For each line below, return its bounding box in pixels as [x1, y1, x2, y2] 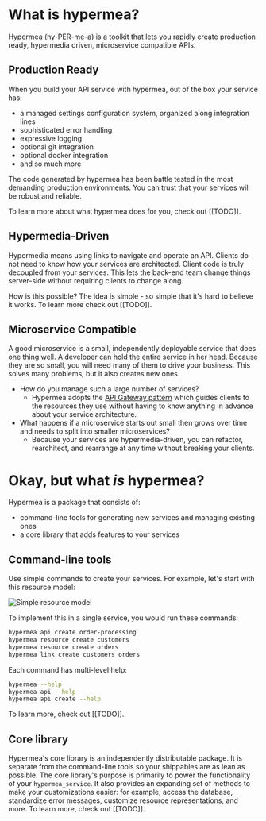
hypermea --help [8, 680, 62, 688]
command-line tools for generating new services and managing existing [19, 513, 256, 522]
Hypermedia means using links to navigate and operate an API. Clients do [8, 250, 249, 260]
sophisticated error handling [19, 125, 113, 134]
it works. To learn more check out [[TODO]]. [8, 299, 152, 309]
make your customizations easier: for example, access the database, [8, 788, 233, 797]
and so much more [19, 159, 82, 168]
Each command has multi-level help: [8, 665, 127, 674]
